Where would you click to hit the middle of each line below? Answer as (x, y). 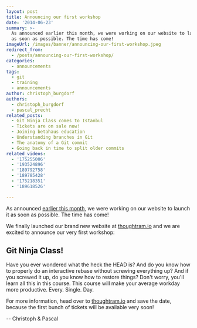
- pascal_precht (31, 110)
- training (25, 83)
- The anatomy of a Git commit (50, 143)
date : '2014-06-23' (30, 22)
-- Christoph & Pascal (32, 319)
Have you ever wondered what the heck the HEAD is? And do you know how (98, 265)
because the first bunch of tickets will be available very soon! (80, 307)
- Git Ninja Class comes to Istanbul (57, 121)
